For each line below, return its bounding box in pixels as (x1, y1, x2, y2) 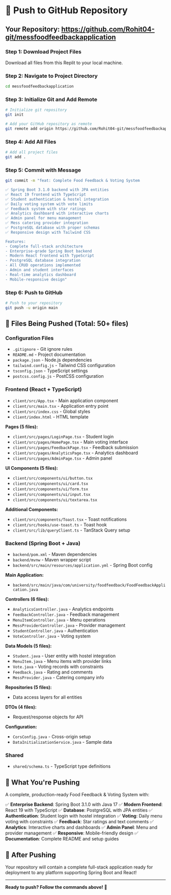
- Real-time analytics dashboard (5, 272, 76, 277)
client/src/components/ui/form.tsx (12, 486, 89, 492)
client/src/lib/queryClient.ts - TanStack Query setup (12, 527, 131, 533)
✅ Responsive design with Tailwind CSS (5, 230, 91, 235)
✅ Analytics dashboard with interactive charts (5, 211, 109, 216)
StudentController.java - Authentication (12, 628, 98, 634)
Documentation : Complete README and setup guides (5, 836, 119, 842)
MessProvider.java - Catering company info (12, 675, 104, 681)
